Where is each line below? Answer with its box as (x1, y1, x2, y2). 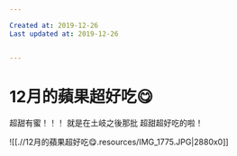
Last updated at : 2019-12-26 (9, 29, 119, 39)
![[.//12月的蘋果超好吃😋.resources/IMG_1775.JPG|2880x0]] (9, 136, 229, 148)
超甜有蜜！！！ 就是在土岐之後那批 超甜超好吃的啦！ (9, 117, 204, 128)
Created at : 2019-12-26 (9, 21, 99, 30)
